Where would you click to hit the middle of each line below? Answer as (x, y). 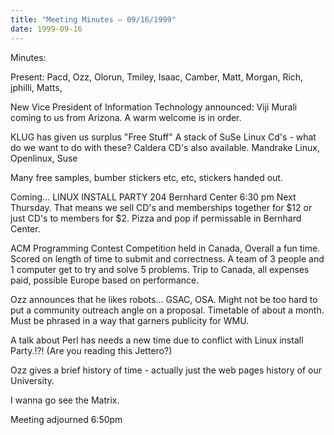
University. (32, 380)
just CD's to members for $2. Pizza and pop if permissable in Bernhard (156, 218)
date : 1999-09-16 (46, 29)
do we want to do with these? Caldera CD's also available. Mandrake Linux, (165, 147)
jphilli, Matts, (36, 87)
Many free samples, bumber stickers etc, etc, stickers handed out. (146, 177)
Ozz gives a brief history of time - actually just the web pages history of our (166, 370)
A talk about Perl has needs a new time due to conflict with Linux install (157, 340)
